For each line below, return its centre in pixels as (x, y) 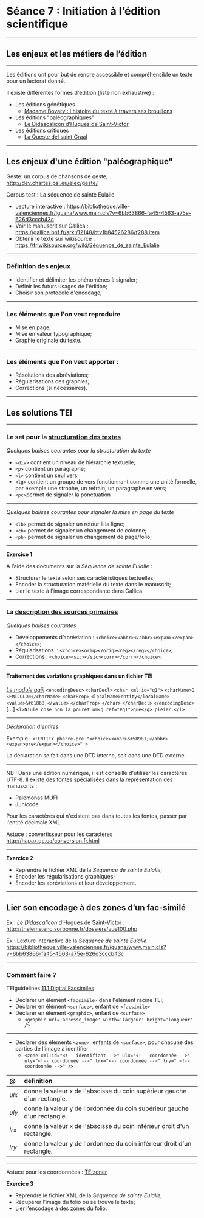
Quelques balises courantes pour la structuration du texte (79, 450)
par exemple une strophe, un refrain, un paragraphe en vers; (91, 488)
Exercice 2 (20, 858)
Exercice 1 (19, 554)
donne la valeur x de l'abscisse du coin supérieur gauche (105, 1091)
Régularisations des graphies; (52, 381)
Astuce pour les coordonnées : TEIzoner (57, 1172)
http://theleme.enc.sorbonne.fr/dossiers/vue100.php (72, 928)
